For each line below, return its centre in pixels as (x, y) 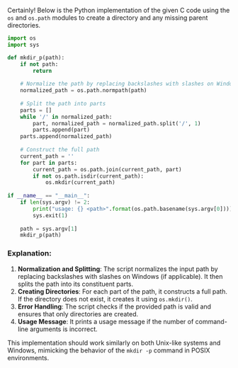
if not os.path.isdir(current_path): (88, 176)
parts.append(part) (62, 130)
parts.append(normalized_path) (66, 137)
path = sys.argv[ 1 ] (49, 229)
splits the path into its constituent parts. (75, 284)
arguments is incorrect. (63, 329)
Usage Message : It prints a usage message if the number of (106, 321)
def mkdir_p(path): (36, 57)
